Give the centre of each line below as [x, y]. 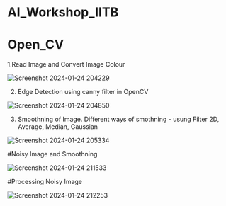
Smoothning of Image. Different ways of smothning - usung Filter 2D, [118, 119]
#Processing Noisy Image [45, 182]
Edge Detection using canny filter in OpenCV [83, 92]
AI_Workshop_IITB [63, 12]
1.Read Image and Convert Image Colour [66, 64]
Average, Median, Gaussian [57, 127]
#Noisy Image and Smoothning [52, 154]
